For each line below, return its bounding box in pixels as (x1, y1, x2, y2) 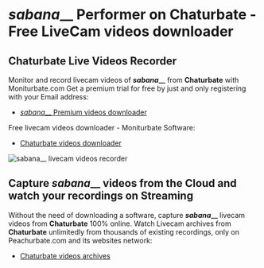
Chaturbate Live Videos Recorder (8, 54, 177, 68)
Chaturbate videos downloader (19, 138, 122, 148)
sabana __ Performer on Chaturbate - (8, 6, 257, 24)
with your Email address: (8, 92, 89, 101)
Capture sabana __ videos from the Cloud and (8, 177, 237, 190)
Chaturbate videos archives (19, 251, 111, 260)
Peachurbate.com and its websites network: (8, 235, 153, 245)
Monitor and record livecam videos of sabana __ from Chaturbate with (8, 76, 239, 84)
